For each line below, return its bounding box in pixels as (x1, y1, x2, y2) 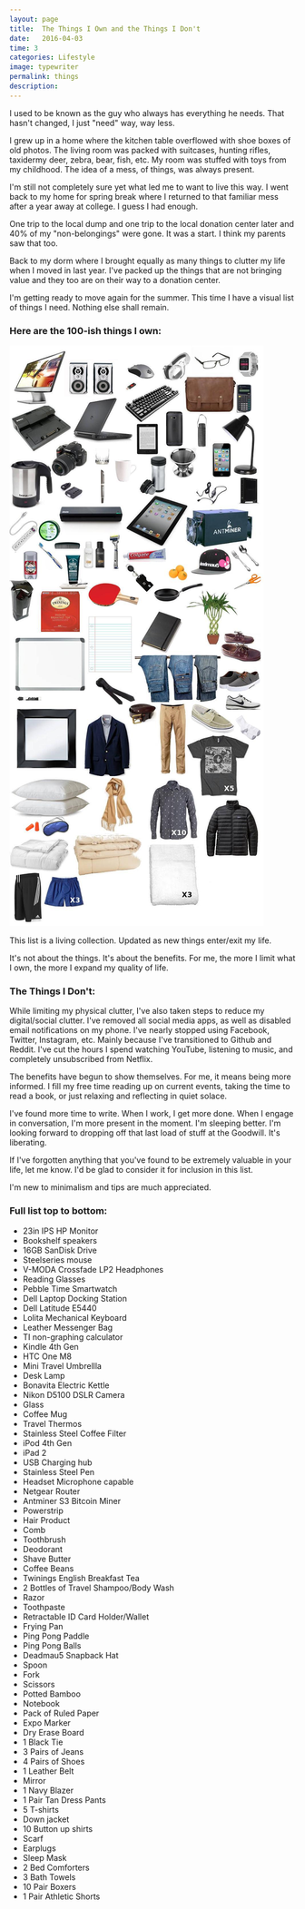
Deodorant (22, 1543, 64, 1554)
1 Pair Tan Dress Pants (22, 1794, 106, 1806)
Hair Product (22, 1514, 71, 1525)
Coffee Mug (22, 1408, 68, 1420)
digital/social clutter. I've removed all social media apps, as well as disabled (9, 1015, 291, 1026)
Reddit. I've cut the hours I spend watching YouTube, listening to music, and (9, 1044, 293, 1055)
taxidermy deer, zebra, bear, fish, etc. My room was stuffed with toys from (9, 154, 287, 165)
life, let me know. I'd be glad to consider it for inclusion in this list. (9, 1165, 254, 1176)
